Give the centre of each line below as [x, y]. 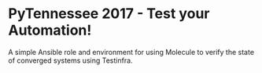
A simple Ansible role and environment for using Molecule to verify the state [131, 52]
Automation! [50, 30]
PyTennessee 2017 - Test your [109, 14]
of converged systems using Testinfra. [70, 60]
